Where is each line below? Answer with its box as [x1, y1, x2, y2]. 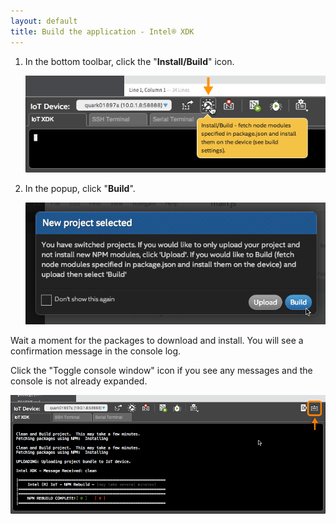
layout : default [10, 16, 78, 26]
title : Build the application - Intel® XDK [10, 26, 195, 37]
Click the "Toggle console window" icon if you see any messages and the [10, 364, 313, 376]
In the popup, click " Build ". [24, 183, 136, 195]
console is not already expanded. [10, 375, 148, 387]
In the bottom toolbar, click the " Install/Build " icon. [24, 55, 235, 67]
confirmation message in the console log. [10, 345, 182, 357]
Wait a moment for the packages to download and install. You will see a [10, 334, 304, 346]
